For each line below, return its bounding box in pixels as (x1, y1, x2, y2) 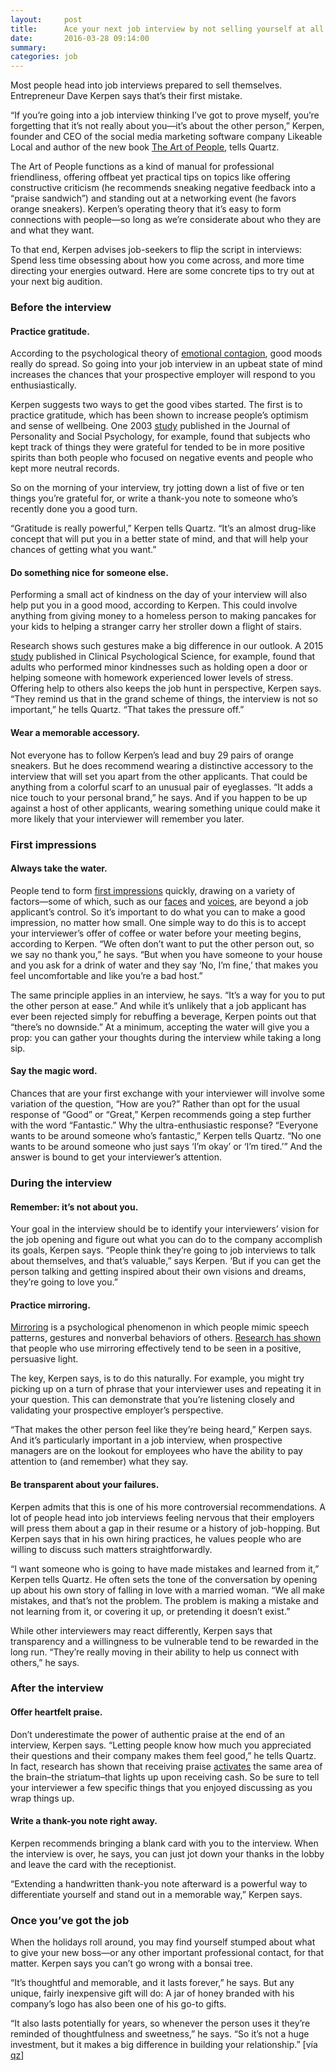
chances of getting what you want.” (10, 544, 157, 556)
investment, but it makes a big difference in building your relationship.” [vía (10, 2039, 318, 2051)
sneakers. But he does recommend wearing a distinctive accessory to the (10, 759, 314, 771)
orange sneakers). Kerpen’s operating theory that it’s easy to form (10, 203, 282, 215)
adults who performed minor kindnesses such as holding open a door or (10, 661, 308, 673)
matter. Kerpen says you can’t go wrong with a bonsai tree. (10, 1957, 253, 1970)
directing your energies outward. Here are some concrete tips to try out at (10, 265, 315, 277)
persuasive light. (10, 1353, 79, 1365)
